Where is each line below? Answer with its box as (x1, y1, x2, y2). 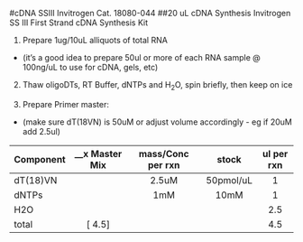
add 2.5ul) (22, 126, 61, 136)
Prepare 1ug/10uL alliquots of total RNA (22, 35, 169, 45)
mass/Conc (138, 147, 189, 160)
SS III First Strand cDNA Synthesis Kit (9, 17, 149, 28)
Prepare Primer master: (22, 98, 110, 109)
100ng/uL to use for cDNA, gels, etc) (22, 62, 159, 72)
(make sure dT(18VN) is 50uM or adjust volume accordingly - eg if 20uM (22, 116, 293, 127)
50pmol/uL (206, 173, 252, 186)
